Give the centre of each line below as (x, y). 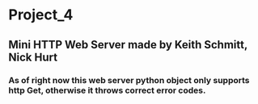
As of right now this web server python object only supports (129, 80)
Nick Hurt (33, 57)
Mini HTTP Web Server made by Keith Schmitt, (128, 45)
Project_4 (41, 15)
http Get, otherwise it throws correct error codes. (107, 90)
